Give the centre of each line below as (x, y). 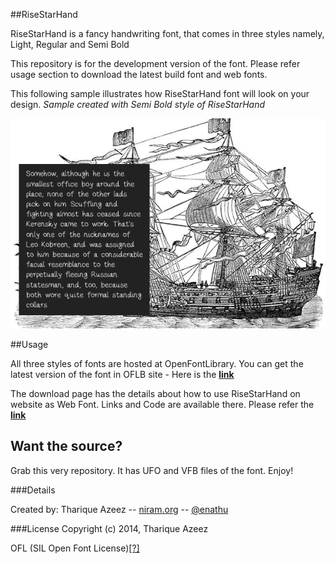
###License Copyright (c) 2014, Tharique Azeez (109, 528)
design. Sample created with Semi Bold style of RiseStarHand (137, 104)
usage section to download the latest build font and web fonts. (139, 74)
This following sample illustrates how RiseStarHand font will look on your (160, 93)
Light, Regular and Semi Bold (70, 44)
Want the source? (66, 446)
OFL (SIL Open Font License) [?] (75, 548)
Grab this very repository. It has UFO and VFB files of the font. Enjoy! (152, 470)
